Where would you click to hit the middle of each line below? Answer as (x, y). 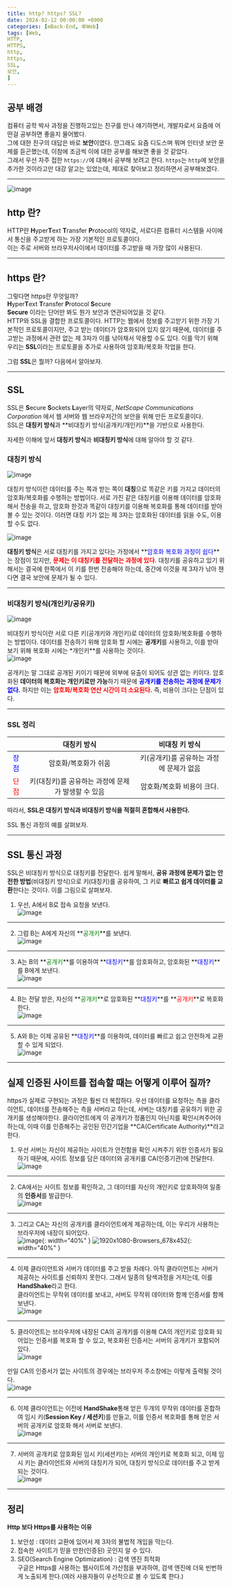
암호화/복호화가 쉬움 (79, 763)
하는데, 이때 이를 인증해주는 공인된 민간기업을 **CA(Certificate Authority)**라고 (116, 1126)
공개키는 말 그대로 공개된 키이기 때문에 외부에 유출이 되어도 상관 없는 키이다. (109, 673)
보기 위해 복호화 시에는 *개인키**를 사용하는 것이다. (76, 651)
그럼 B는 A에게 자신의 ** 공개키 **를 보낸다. (74, 934)
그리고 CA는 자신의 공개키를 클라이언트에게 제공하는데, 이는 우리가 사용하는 (118, 1224)
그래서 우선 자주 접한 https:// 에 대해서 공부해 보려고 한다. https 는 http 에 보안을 (116, 160)
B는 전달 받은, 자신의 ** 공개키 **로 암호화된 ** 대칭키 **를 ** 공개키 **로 (111, 999)
